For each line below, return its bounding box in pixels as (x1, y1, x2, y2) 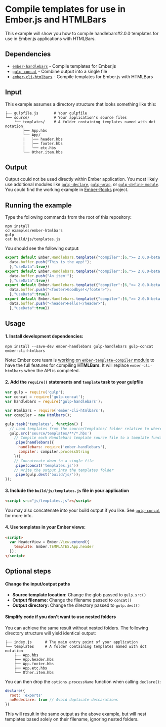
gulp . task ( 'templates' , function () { (5, 422, 83, 427)
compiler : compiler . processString (18, 449, 90, 454)
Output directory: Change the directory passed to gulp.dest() (12, 602, 140, 608)
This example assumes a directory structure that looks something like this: (5, 101, 157, 107)
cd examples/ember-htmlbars (5, 228, 63, 233)
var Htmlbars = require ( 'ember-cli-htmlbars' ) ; (5, 408, 105, 413)
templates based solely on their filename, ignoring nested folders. (5, 716, 139, 722)
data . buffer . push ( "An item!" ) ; (9, 273, 74, 278)
